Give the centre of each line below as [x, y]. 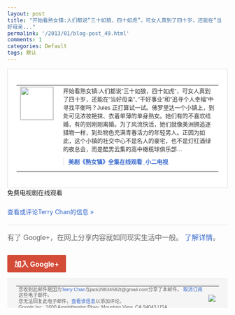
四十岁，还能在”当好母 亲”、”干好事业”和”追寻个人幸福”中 [141, 99]
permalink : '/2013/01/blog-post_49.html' [69, 33]
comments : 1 [24, 40]
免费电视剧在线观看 [35, 192]
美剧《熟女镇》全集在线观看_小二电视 [118, 162]
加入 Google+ [37, 264]
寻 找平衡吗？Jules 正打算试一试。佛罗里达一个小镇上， [136, 107]
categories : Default [37, 46]
